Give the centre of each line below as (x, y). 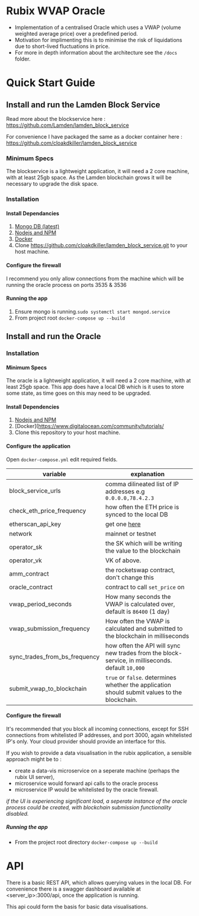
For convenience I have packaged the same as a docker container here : (94, 136)
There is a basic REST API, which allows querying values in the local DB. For (99, 882)
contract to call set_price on (145, 587)
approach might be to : (34, 759)
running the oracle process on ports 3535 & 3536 (67, 285)
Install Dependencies (33, 407)
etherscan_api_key (35, 524)
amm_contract (29, 573)
